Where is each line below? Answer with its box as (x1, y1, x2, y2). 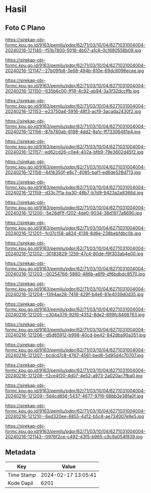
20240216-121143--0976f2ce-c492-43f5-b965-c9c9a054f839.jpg (5, 434, 143, 439)
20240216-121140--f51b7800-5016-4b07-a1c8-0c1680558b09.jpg (5, 48, 141, 53)
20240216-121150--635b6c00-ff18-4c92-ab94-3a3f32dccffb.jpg (5, 88, 140, 94)
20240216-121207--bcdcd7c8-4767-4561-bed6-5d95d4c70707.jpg (5, 352, 144, 358)
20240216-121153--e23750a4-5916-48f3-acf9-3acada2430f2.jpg (5, 109, 141, 114)
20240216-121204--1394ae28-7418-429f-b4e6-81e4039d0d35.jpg (5, 291, 144, 297)
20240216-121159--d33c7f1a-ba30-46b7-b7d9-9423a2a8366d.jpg (5, 190, 144, 196)
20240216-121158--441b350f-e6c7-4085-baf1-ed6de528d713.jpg (5, 169, 141, 175)
